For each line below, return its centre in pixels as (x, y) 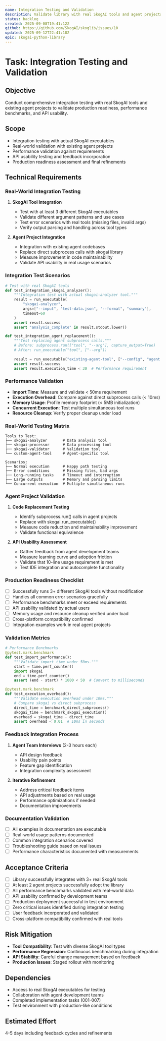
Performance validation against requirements (58, 151)
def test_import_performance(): (38, 657)
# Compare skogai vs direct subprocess (55, 703)
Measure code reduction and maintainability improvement (78, 527)
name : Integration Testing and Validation (49, 10)
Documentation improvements (50, 806)
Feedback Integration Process (42, 734)
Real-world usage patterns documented (53, 835)
